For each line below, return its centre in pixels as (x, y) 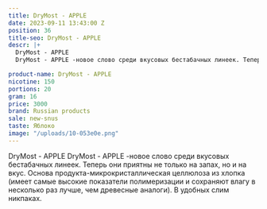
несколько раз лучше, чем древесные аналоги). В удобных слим (119, 190)
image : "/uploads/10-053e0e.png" (64, 134)
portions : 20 (30, 89)
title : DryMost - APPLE (48, 15)
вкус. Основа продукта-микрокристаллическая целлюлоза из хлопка (127, 172)
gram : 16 (23, 96)
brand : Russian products (49, 111)
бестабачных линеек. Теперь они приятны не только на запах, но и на (128, 164)
